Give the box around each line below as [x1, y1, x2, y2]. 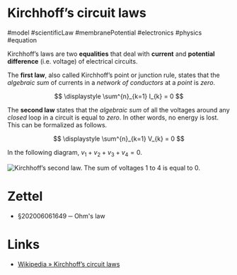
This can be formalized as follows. [7, 120, 108, 129]
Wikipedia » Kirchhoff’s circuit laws [17, 259, 120, 268]
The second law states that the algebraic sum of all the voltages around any [7, 105, 230, 114]
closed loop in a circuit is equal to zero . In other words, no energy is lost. [7, 113, 219, 122]
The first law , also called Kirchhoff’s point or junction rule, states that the [7, 71, 221, 79]
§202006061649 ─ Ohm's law [17, 211, 105, 220]
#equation [7, 35, 37, 44]
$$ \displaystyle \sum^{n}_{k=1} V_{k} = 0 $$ [52, 134, 185, 143]
